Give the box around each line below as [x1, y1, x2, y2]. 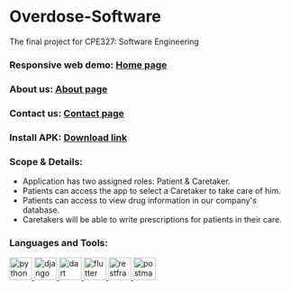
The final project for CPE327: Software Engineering [9, 36, 200, 47]
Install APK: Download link [9, 131, 128, 143]
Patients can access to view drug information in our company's [22, 195, 257, 205]
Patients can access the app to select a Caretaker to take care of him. [22, 185, 281, 196]
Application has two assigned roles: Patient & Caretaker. [22, 176, 232, 186]
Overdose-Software [9, 6, 162, 27]
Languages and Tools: [9, 236, 108, 249]
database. [22, 205, 60, 215]
